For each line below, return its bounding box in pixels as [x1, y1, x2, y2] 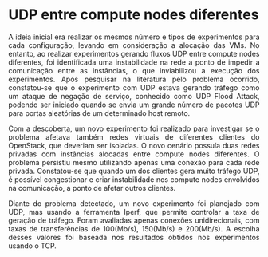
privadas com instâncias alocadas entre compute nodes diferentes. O [8, 149, 260, 159]
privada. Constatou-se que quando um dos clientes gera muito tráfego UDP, [8, 166, 260, 176]
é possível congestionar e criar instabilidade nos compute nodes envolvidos [8, 174, 260, 184]
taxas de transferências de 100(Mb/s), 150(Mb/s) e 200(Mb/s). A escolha [8, 223, 260, 233]
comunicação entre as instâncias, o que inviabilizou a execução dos [8, 65, 260, 75]
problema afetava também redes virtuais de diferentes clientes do [8, 132, 260, 141]
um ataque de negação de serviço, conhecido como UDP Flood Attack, [8, 91, 260, 101]
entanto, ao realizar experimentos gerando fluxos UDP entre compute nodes [8, 49, 260, 58]
